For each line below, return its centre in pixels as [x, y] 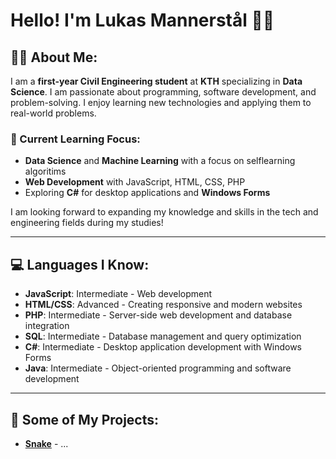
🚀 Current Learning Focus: [75, 139]
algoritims [45, 171]
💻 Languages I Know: [80, 264]
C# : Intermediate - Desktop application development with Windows [163, 347]
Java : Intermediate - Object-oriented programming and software [158, 368]
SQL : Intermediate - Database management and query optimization [163, 336]
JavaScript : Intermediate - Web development [118, 294]
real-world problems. [53, 113]
